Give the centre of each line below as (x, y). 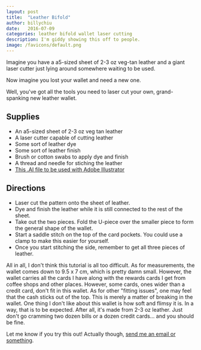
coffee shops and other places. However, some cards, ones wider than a (96, 284)
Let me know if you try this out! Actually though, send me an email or (91, 334)
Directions (26, 188)
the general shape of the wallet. (54, 228)
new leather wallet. (54, 98)
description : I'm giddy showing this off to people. (73, 39)
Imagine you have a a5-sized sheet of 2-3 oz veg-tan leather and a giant (96, 62)
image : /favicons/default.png (44, 45)
